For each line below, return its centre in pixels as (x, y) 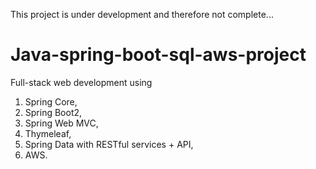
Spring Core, (51, 101)
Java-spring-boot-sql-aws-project (158, 55)
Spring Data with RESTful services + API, (109, 144)
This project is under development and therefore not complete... (142, 14)
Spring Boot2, (53, 112)
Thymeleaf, (48, 133)
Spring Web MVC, (61, 123)
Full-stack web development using (81, 82)
